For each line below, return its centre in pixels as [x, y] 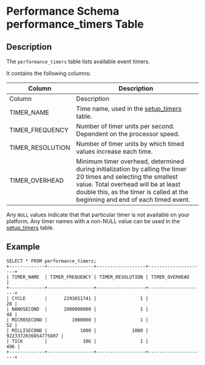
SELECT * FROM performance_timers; [52, 261]
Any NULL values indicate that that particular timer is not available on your [98, 215]
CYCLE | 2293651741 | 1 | [80, 298]
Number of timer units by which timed [130, 144]
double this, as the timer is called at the [132, 192]
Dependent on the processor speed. [128, 134]
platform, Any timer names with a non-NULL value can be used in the [93, 221]
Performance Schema [63, 11]
